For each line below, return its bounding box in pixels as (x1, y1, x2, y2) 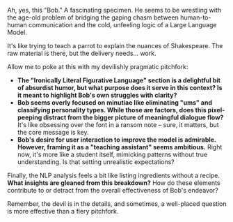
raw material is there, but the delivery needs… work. (7, 49, 156, 57)
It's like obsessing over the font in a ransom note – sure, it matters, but (17, 121, 219, 128)
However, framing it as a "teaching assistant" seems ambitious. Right (17, 143, 223, 151)
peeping (17, 113, 42, 121)
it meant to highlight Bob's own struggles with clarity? (17, 91, 177, 99)
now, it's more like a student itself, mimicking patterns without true (17, 150, 208, 158)
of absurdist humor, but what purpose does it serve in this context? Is (17, 84, 223, 91)
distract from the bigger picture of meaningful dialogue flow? (42, 113, 224, 121)
